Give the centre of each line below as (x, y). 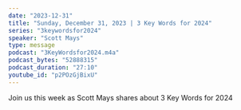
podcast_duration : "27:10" (53, 68)
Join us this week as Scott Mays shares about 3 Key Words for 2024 (120, 97)
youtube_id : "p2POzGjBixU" (53, 75)
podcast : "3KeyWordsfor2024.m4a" (64, 53)
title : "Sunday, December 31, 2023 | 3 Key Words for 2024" (111, 23)
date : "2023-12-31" (41, 16)
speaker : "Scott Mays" (46, 38)
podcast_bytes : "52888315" (53, 61)
